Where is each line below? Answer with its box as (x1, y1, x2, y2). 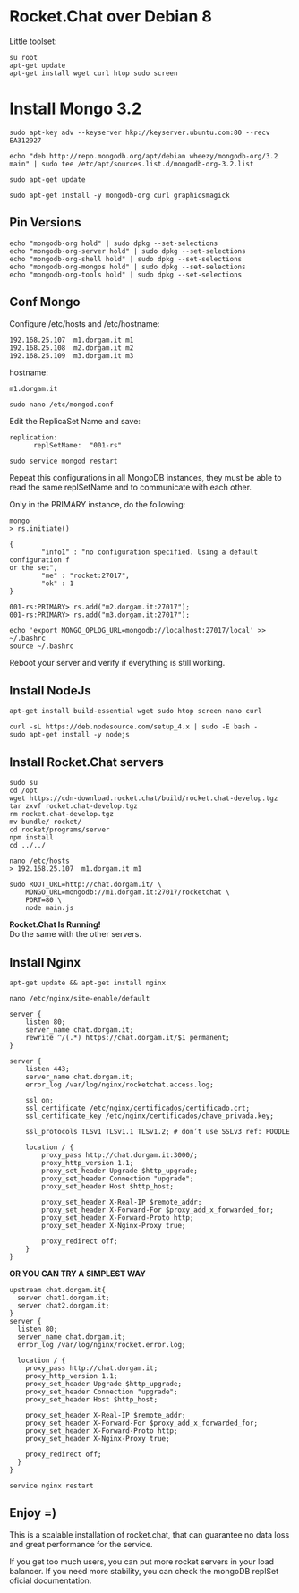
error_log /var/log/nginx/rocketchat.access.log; (25, 1080, 215, 1089)
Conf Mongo (9, 294, 81, 310)
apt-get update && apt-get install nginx (9, 978, 167, 987)
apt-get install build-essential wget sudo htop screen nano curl (9, 707, 262, 716)
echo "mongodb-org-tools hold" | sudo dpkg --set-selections (9, 270, 243, 279)
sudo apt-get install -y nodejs (9, 730, 130, 739)
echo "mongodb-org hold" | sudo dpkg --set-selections (9, 239, 218, 248)
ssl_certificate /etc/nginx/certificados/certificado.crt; (25, 1103, 251, 1112)
